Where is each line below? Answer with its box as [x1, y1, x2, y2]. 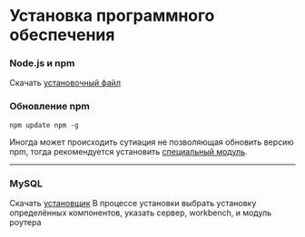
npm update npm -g [9, 120, 79, 129]
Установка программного [9, 5, 215, 26]
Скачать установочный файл [9, 78, 121, 89]
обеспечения [9, 24, 115, 45]
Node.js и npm [9, 57, 75, 70]
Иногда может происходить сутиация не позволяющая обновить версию [9, 137, 295, 147]
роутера [9, 217, 42, 228]
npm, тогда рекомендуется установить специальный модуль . [9, 146, 248, 156]
